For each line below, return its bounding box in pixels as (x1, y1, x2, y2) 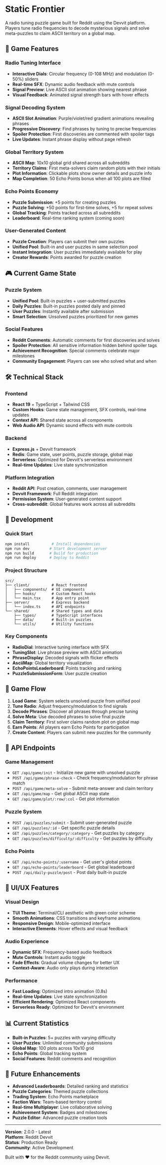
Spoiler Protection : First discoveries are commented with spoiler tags (12, 131, 155, 137)
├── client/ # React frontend (5, 582, 87, 588)
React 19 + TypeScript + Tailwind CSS (12, 401, 90, 407)
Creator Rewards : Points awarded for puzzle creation (12, 254, 122, 260)
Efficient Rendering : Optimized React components (12, 999, 116, 1005)
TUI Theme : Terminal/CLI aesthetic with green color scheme (12, 909, 136, 915)
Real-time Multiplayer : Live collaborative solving (12, 1104, 112, 1110)
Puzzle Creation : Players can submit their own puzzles (12, 238, 124, 244)
